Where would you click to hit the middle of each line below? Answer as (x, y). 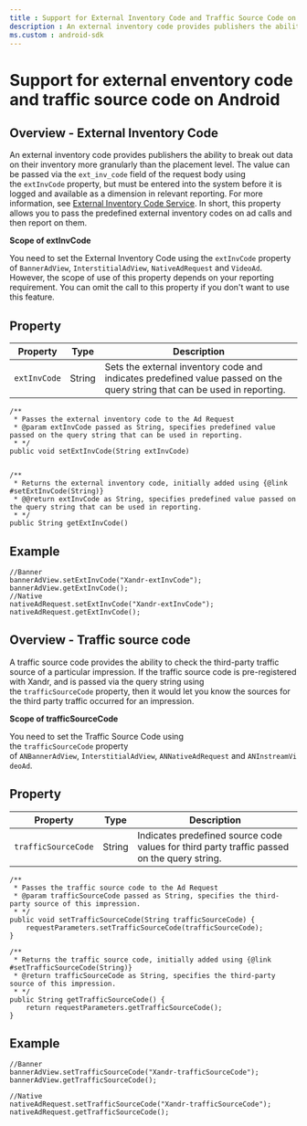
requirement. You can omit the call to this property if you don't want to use (149, 288)
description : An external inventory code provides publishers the (141, 26)
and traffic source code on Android (145, 99)
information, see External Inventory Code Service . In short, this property (145, 204)
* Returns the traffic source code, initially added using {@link (143, 960)
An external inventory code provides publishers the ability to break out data (152, 155)
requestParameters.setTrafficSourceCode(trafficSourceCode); (144, 928)
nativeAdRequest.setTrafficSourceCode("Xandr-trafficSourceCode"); (141, 1105)
